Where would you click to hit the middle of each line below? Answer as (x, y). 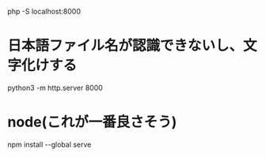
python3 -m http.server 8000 (55, 88)
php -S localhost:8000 (44, 11)
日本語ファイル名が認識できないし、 (125, 46)
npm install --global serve (49, 144)
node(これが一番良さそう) (92, 122)
